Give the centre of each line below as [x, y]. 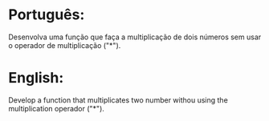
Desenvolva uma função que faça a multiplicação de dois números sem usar [135, 37]
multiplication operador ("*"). [56, 108]
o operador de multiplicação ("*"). [65, 45]
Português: [47, 15]
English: [36, 78]
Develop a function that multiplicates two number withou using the [118, 100]
